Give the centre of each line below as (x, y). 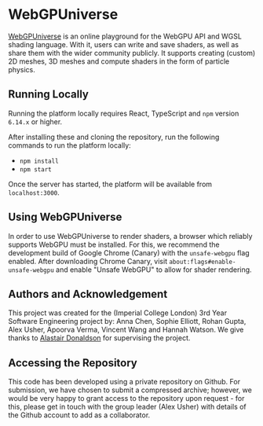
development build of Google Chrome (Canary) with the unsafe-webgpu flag (129, 252)
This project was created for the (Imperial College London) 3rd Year (118, 313)
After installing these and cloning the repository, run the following (114, 137)
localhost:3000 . (34, 192)
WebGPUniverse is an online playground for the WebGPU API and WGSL (125, 36)
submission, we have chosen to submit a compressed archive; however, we (130, 390)
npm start (36, 169)
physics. (22, 69)
